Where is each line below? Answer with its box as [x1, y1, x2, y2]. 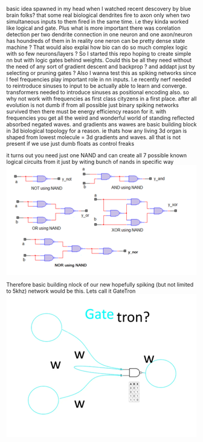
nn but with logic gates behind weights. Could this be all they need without [6, 57, 192, 63]
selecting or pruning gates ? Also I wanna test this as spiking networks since [6, 70, 196, 76]
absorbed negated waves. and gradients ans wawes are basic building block [6, 121, 197, 128]
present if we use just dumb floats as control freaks [6, 140, 135, 147]
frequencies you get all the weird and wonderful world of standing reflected [6, 114, 195, 122]
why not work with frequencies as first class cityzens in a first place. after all [6, 95, 197, 102]
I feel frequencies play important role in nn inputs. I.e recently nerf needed [6, 76, 192, 83]
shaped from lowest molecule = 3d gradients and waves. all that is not [6, 134, 181, 141]
